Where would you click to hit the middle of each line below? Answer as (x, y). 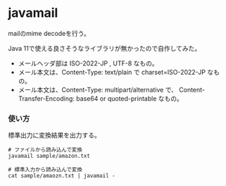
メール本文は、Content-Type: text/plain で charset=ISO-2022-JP (112, 72)
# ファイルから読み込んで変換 (45, 150)
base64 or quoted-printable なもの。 (130, 98)
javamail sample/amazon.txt (49, 156)
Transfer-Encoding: (46, 98)
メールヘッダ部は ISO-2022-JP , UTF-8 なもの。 (88, 63)
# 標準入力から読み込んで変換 (45, 170)
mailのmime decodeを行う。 (49, 33)
